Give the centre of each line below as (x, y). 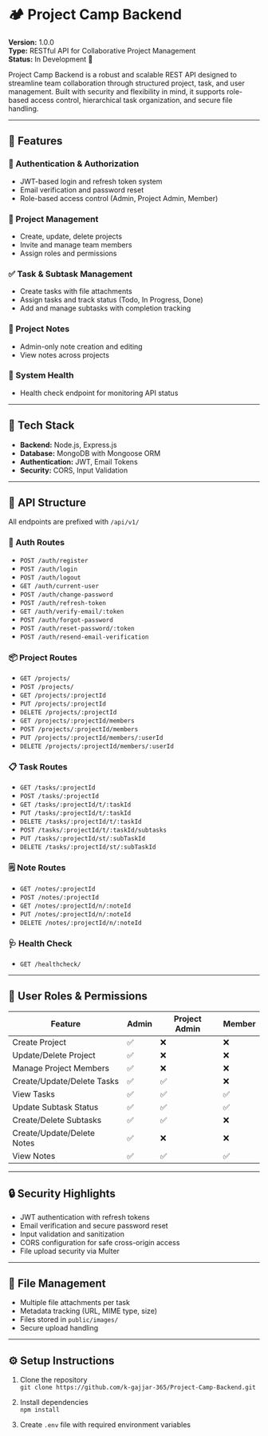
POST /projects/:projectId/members (79, 730)
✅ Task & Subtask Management (71, 274)
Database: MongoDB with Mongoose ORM (90, 453)
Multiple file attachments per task (75, 1303)
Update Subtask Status (55, 1107)
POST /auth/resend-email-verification (84, 637)
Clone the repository (53, 1380)
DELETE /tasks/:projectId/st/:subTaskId (88, 847)
